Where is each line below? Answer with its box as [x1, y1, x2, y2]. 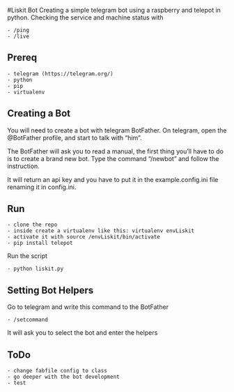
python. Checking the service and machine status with [7, 13, 164, 22]
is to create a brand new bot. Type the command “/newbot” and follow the [7, 154, 219, 163]
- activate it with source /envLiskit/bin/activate [7, 234, 160, 241]
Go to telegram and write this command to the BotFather [7, 303, 169, 311]
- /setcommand [7, 317, 49, 324]
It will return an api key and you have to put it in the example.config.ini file [7, 175, 219, 183]
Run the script [7, 252, 47, 260]
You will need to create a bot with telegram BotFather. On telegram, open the [7, 126, 227, 135]
